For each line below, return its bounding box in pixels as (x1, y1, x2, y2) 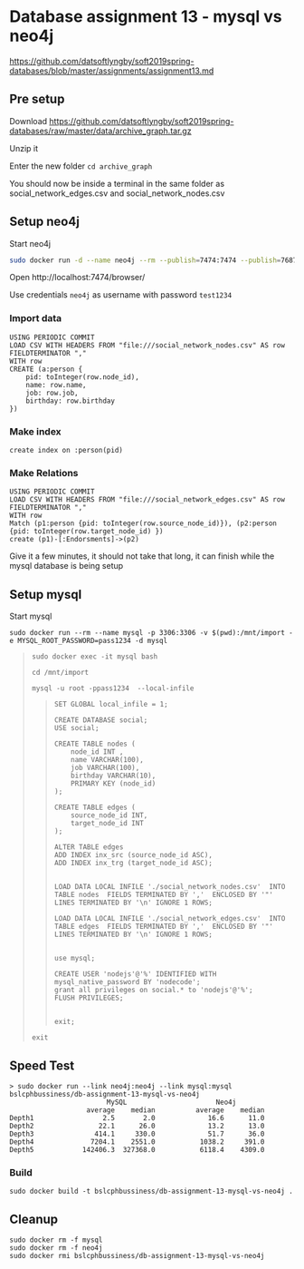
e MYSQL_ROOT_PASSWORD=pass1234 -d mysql (9, 637, 168, 646)
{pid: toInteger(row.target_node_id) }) (9, 527, 165, 536)
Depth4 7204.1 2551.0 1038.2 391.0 (9, 1137, 265, 1147)
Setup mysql (9, 587, 82, 602)
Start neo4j (9, 238, 52, 249)
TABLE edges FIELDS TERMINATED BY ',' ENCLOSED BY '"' (53, 922, 274, 932)
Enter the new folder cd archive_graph (9, 161, 153, 171)
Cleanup (9, 1211, 59, 1226)
